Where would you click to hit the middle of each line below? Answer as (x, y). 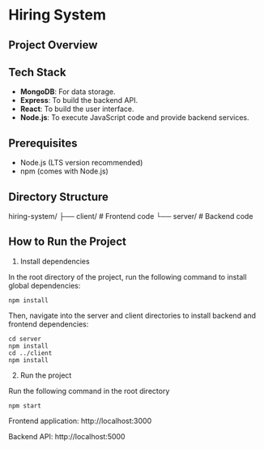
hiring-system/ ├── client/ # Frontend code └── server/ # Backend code (131, 216)
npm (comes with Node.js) (64, 171)
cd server (25, 339)
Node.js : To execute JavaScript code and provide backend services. (134, 118)
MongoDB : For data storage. (68, 92)
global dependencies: (45, 285)
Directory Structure (59, 197)
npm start (25, 406)
